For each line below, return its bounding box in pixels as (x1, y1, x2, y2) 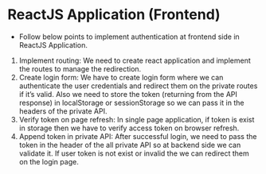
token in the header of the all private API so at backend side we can (18, 140, 241, 149)
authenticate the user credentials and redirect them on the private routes (18, 81, 258, 91)
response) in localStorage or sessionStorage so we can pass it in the (18, 98, 244, 107)
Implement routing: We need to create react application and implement (18, 56, 252, 65)
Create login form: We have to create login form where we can (18, 72, 224, 82)
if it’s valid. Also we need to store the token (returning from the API (18, 89, 238, 99)
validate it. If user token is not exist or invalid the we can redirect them (18, 149, 249, 158)
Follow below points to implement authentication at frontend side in (18, 32, 240, 41)
